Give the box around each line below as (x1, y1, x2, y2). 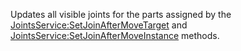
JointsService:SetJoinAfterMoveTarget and (10, 19, 188, 31)
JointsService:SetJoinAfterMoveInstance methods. (10, 30, 220, 41)
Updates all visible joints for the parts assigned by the (10, 9, 232, 20)
